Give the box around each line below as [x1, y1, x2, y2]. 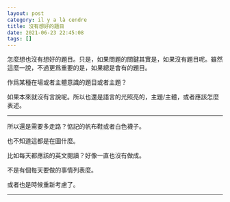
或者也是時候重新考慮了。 [7, 181, 79, 189]
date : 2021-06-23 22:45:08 [7, 29, 84, 36]
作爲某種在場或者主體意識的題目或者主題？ [7, 78, 127, 86]
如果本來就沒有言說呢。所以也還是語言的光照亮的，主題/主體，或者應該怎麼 [7, 93, 220, 101]
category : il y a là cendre [7, 16, 88, 23]
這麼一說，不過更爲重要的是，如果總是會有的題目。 [7, 64, 151, 72]
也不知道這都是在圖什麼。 [7, 137, 79, 145]
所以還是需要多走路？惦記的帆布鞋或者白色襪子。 [7, 123, 145, 131]
